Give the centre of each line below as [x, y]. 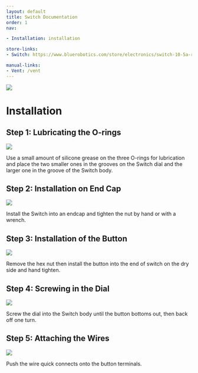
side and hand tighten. [33, 270]
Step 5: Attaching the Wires [58, 339]
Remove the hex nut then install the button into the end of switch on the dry [98, 264]
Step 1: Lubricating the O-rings [64, 133]
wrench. [16, 220]
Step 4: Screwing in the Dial [58, 289]
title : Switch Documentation [42, 17]
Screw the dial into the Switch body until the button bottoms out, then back [97, 314]
